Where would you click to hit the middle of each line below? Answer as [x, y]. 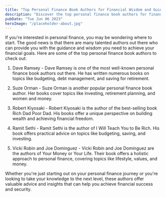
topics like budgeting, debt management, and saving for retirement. [81, 79]
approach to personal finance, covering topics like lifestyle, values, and [85, 159]
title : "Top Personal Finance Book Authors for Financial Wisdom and [78, 10]
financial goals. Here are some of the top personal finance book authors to [81, 53]
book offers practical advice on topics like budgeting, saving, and [79, 133]
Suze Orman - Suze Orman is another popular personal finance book [82, 88]
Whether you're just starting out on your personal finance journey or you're [82, 174]
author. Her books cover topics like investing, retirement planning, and [84, 93]
